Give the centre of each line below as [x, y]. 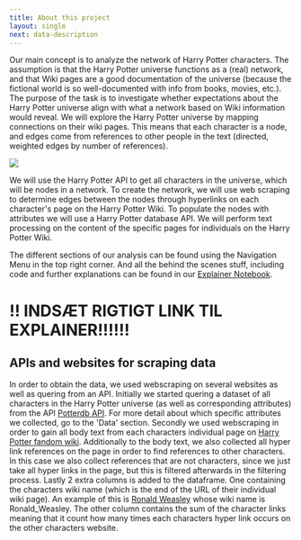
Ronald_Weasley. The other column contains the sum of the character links [148, 508]
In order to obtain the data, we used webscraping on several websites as [144, 384]
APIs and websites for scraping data [113, 362]
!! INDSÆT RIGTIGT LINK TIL [116, 310]
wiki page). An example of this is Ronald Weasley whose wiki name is [137, 499]
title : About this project [60, 18]
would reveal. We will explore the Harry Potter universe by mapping [134, 117]
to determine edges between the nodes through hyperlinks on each [134, 200]
